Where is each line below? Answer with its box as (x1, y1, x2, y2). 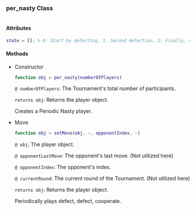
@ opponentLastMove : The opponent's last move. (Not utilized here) (14, 152, 174, 159)
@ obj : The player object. (14, 141, 75, 148)
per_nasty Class (6, 4, 54, 12)
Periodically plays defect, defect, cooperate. (14, 198, 121, 205)
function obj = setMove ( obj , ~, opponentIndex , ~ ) (14, 130, 141, 136)
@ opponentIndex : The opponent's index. (14, 164, 111, 171)
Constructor (14, 63, 44, 70)
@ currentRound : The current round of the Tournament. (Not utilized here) (14, 175, 191, 182)
